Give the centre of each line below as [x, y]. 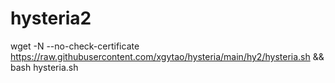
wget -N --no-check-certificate [75, 46]
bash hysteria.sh [44, 67]
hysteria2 [51, 18]
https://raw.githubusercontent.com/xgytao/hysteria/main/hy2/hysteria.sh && [167, 56]
